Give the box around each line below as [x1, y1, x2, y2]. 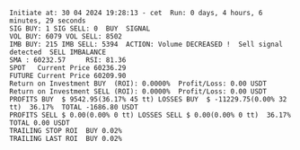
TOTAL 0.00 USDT [9, 119, 70, 128]
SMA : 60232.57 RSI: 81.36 [9, 56, 127, 65]
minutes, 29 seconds [9, 16, 87, 25]
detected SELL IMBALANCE [9, 48, 106, 57]
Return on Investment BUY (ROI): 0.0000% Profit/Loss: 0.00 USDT [9, 79, 268, 88]
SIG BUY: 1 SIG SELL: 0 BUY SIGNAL [9, 24, 151, 33]
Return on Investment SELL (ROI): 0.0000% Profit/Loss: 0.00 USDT [9, 87, 268, 96]
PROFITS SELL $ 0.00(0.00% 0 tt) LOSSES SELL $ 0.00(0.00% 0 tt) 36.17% [9, 110, 292, 119]
